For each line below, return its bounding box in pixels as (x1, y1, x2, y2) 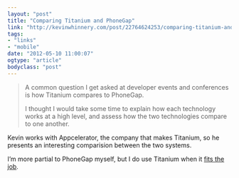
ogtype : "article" (7, 57, 62, 64)
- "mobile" (7, 43, 40, 51)
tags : (7, 30, 23, 38)
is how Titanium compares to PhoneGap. (24, 90, 144, 99)
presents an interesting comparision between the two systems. (7, 140, 192, 150)
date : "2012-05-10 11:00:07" (7, 51, 94, 58)
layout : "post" (7, 10, 53, 18)
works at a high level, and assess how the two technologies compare (24, 112, 228, 120)
